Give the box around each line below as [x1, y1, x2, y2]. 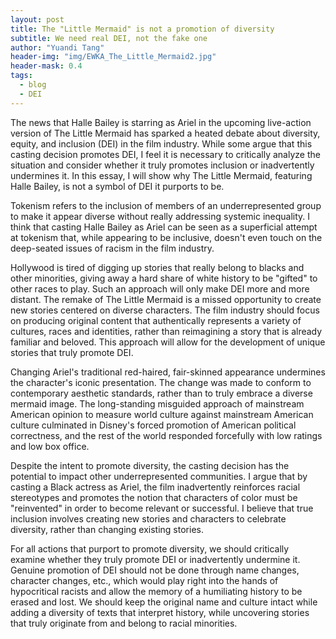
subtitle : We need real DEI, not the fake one [10, 33, 208, 43]
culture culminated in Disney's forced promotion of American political [10, 419, 297, 431]
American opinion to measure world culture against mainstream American [10, 408, 314, 420]
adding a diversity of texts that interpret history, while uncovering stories [10, 606, 310, 618]
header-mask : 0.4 [10, 61, 83, 71]
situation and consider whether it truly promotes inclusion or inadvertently [10, 159, 315, 171]
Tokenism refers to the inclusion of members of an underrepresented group [10, 199, 322, 211]
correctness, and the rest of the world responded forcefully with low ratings [10, 429, 323, 441]
